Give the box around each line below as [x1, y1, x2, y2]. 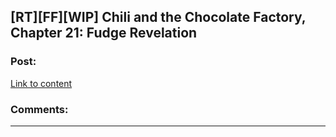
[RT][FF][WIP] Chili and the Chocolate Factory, [10, 9, 307, 26]
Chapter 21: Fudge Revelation [10, 25, 198, 42]
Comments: [10, 102, 69, 116]
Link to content [10, 77, 73, 89]
